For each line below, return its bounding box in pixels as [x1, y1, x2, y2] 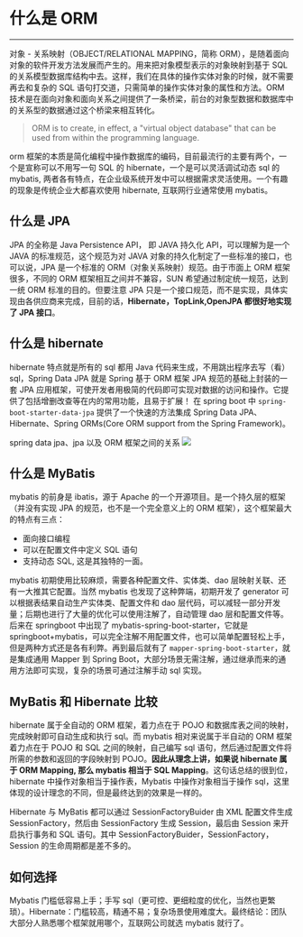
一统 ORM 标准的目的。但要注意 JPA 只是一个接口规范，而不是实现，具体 [9, 284, 280, 295]
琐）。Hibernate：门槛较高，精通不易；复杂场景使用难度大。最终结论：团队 [9, 906, 287, 916]
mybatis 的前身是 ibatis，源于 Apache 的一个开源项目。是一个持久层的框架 [9, 491, 286, 502]
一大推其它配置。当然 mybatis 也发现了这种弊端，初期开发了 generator [16, 586, 280, 597]
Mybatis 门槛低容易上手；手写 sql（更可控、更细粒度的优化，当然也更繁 [9, 895, 276, 905]
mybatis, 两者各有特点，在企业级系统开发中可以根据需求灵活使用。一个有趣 [9, 173, 289, 184]
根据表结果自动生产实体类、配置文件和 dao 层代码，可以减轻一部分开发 [16, 597, 281, 609]
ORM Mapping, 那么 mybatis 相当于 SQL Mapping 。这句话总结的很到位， [19, 765, 293, 776]
